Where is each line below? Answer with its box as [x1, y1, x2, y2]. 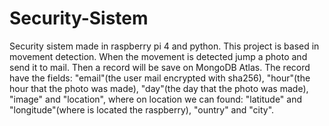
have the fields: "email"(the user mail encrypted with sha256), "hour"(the [9, 72, 311, 84]
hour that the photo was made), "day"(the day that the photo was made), [9, 82, 309, 94]
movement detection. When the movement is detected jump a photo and [9, 50, 308, 62]
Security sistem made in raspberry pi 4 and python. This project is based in [9, 40, 320, 52]
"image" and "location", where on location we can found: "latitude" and [9, 93, 303, 105]
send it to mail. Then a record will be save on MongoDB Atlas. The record [9, 61, 311, 73]
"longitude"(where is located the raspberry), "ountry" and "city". [9, 103, 275, 116]
